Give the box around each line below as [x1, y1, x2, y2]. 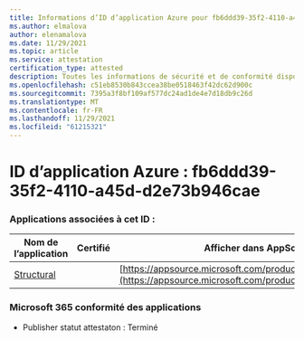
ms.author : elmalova [9, 22, 88, 31]
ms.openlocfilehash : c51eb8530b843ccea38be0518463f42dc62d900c [9, 80, 253, 90]
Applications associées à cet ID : [9, 213, 156, 226]
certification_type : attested [9, 64, 124, 73]
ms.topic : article [9, 47, 79, 56]
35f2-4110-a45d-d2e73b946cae [9, 181, 261, 202]
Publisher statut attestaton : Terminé [22, 322, 158, 333]
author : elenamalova [9, 30, 88, 39]
